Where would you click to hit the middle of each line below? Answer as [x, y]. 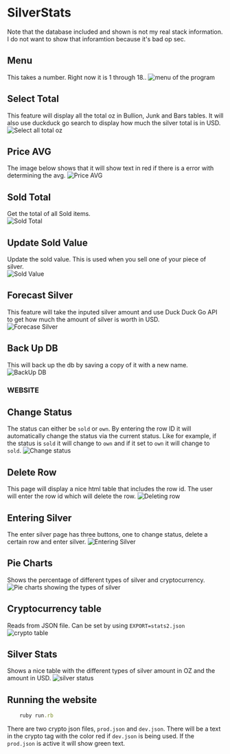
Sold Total [29, 197]
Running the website [52, 700]
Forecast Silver [40, 295]
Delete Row [32, 472]
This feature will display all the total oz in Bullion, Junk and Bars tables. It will [115, 116]
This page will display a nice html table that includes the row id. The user [110, 489]
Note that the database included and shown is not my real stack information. [115, 32]
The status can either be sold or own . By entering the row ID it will [99, 429]
